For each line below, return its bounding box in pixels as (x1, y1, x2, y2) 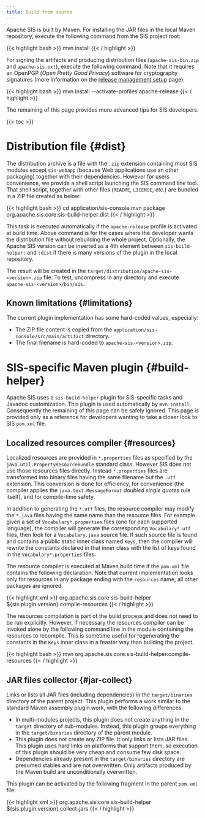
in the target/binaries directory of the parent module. (15, 728, 153, 736)
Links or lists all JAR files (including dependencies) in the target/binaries (6, 691, 193, 698)
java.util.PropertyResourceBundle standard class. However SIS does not (6, 461, 192, 468)
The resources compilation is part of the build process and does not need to (6, 612, 198, 620)
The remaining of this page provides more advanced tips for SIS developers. (6, 106, 199, 114)
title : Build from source (6, 9, 72, 15)
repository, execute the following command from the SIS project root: (6, 32, 181, 40)
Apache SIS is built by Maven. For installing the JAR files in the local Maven (6, 26, 196, 33)
